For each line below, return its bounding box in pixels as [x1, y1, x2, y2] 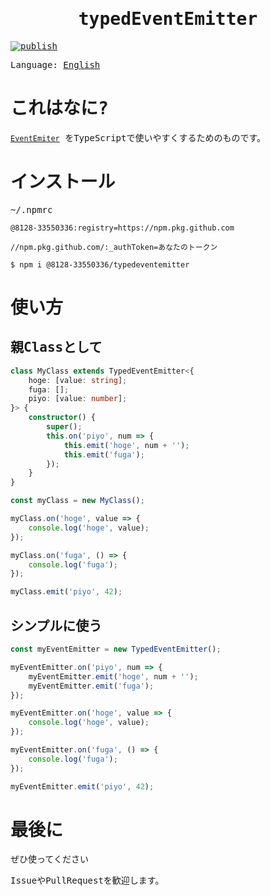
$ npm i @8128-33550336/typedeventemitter [10, 259, 190, 270]
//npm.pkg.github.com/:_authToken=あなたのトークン [10, 242, 218, 252]
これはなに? [10, 98, 109, 120]
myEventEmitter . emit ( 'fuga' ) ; [28, 681, 155, 691]
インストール [10, 171, 116, 193]
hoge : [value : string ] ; [28, 375, 128, 385]
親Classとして [10, 339, 103, 356]
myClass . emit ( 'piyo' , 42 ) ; [10, 587, 123, 597]
